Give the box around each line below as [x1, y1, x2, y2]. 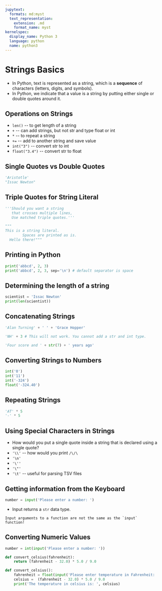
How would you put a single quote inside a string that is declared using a [12, 440, 158, 445]
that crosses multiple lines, [11, 211, 73, 215]
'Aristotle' [5, 175, 29, 180]
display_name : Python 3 [9, 34, 57, 39]
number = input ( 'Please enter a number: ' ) [5, 497, 95, 502]
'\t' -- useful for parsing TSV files [12, 471, 82, 476]
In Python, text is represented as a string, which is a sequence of [12, 80, 143, 86]
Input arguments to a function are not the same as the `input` [5, 515, 138, 521]
